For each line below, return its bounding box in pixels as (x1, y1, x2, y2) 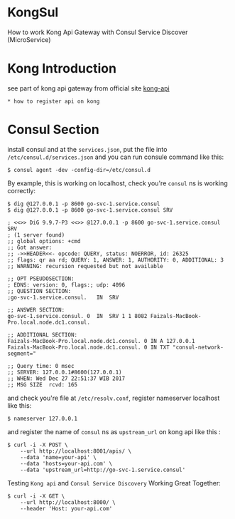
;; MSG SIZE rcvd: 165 (7, 381, 78, 389)
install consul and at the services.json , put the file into (7, 145, 168, 153)
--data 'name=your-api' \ (20, 453, 97, 461)
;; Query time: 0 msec (7, 362, 75, 369)
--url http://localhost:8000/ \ (20, 498, 116, 506)
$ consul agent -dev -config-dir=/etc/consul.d (7, 166, 151, 173)
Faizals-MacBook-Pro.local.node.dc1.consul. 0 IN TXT (7, 344, 170, 351)
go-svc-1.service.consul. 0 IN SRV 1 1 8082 (7, 312, 148, 319)
